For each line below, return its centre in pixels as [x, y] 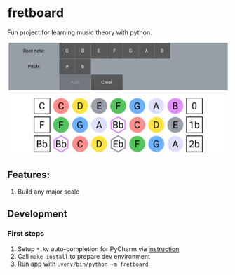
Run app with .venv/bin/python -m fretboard [83, 264]
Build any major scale [48, 192]
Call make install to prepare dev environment [84, 256]
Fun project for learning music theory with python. [80, 32]
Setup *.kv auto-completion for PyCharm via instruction [98, 249]
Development [38, 214]
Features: [29, 174]
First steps [26, 234]
